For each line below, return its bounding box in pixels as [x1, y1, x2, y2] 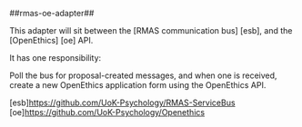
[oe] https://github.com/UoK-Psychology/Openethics [9, 107, 206, 117]
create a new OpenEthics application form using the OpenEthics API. [9, 80, 267, 90]
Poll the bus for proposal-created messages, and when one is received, [9, 70, 277, 81]
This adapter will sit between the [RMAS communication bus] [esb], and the [9, 25, 293, 35]
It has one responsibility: [9, 53, 102, 63]
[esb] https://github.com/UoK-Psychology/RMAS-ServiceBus [9, 97, 236, 108]
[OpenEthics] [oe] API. [9, 35, 94, 45]
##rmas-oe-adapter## [9, 8, 95, 18]
